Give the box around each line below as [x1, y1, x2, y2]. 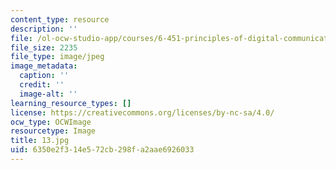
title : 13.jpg [10, 136, 70, 146]
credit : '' [19, 80, 65, 90]
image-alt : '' [19, 89, 78, 99]
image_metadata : [10, 61, 78, 71]
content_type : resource [10, 14, 110, 25]
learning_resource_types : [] [10, 98, 132, 108]
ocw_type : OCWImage [10, 117, 92, 127]
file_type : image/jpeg [10, 52, 105, 62]
